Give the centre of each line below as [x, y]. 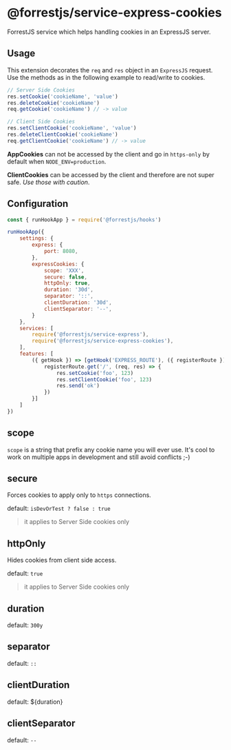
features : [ [36, 354]
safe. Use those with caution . [48, 182]
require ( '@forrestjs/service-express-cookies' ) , [103, 341]
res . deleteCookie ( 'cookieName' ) [53, 103]
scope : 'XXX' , [64, 270]
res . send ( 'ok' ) [78, 386]
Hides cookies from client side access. [62, 560]
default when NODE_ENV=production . [57, 161]
